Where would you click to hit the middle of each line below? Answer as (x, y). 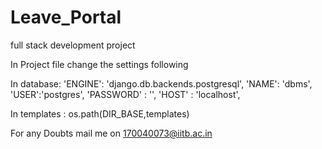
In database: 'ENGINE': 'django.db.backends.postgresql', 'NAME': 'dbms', (161, 83)
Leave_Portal (66, 17)
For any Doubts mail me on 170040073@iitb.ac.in (111, 133)
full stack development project (73, 45)
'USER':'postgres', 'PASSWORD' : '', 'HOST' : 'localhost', (125, 94)
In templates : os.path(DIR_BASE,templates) (100, 113)
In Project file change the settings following (99, 64)
